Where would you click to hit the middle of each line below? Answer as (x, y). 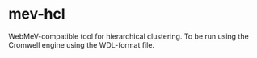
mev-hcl (37, 14)
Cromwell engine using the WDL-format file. (82, 44)
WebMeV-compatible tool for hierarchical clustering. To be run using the (128, 36)
